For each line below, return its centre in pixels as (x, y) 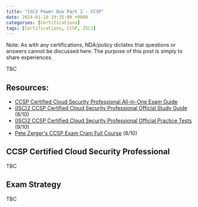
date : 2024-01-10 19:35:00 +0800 (47, 17)
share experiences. (29, 57)
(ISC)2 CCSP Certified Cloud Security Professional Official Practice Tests (103, 121)
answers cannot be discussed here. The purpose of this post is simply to (94, 51)
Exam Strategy (34, 185)
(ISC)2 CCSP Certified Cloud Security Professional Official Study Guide (101, 108)
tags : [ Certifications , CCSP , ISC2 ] (51, 28)
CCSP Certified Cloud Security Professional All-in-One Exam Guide (96, 102)
